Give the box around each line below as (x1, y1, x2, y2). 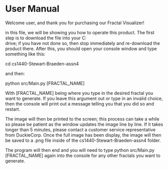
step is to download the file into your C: (5, 35, 87, 41)
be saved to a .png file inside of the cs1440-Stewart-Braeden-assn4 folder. (5, 137, 161, 143)
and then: (5, 70, 25, 76)
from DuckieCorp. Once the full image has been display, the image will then (5, 132, 162, 138)
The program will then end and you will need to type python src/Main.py (5, 147, 155, 153)
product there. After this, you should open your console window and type (5, 45, 157, 51)
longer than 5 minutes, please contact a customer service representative (5, 127, 156, 133)
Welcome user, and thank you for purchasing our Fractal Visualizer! (5, 20, 145, 26)
